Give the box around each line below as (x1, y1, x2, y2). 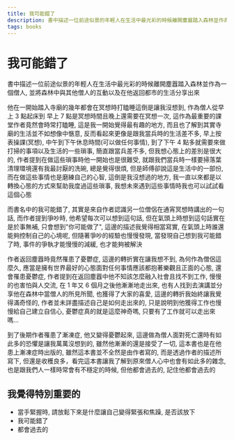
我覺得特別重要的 (7, 388, 81, 400)
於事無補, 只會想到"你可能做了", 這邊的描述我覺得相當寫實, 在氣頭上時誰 (13, 222, 218, 231)
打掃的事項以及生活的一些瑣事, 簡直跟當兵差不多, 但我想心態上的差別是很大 (7, 147, 221, 155)
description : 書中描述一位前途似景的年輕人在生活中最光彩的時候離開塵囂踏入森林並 (7, 17, 219, 24)
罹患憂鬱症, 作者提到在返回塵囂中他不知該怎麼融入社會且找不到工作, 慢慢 (13, 273, 221, 281)
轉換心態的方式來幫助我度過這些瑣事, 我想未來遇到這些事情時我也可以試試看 (7, 182, 224, 190)
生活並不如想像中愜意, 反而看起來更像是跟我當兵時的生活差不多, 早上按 (19, 130, 221, 138)
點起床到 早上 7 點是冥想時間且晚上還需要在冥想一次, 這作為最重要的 (20, 112, 216, 121)
